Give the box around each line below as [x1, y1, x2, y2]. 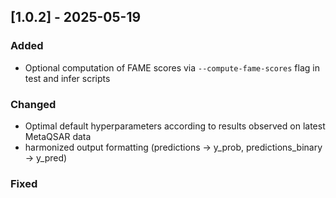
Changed [10, 97, 57, 111]
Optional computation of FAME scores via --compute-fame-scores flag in [24, 61, 320, 74]
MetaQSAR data [24, 130, 92, 142]
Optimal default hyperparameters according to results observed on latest [24, 120, 326, 132]
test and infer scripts [24, 72, 111, 84]
